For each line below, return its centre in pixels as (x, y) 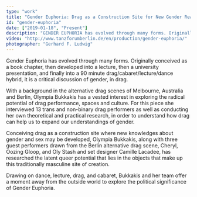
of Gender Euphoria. (30, 188)
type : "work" (22, 11)
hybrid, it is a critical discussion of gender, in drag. (67, 79)
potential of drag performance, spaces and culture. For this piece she (90, 103)
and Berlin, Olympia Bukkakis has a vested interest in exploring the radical (95, 96)
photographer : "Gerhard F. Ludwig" (50, 44)
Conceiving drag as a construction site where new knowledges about (90, 133)
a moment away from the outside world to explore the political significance (96, 181)
